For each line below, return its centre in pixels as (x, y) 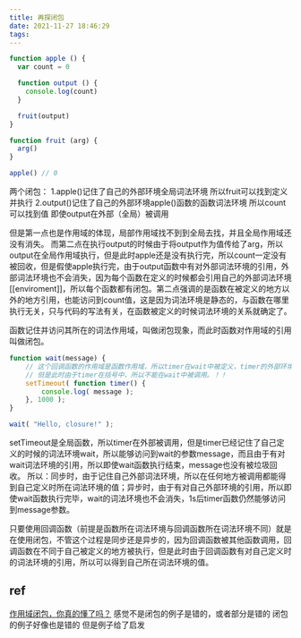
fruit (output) (43, 116)
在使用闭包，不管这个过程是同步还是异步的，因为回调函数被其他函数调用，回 (150, 540)
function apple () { (48, 59)
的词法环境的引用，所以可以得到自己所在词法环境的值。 (111, 562)
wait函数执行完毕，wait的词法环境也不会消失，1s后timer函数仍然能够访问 (151, 498)
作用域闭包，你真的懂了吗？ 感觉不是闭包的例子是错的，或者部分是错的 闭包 (149, 613)
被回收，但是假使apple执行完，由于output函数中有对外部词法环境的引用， (146, 266)
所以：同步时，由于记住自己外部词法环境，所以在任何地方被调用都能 (152, 476)
